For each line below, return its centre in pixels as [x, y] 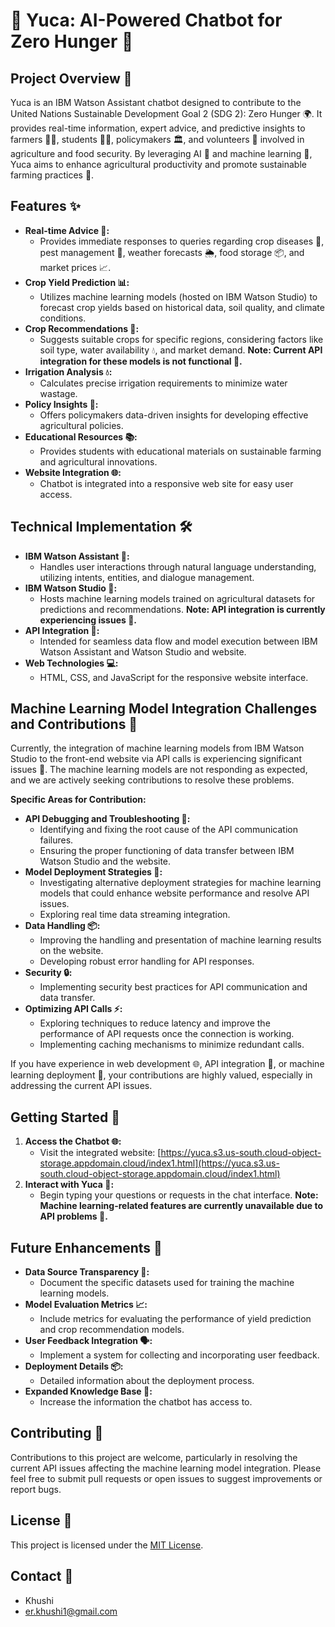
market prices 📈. [75, 267]
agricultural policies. [81, 425]
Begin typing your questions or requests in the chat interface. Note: [179, 1195]
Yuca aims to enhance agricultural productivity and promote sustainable [158, 164]
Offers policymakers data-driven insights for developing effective [174, 415]
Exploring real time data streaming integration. [135, 915]
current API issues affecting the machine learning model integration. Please [166, 1468]
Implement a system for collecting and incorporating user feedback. [179, 1355]
